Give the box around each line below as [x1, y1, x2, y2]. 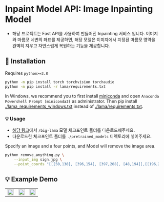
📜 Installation [5, 57, 46, 65]
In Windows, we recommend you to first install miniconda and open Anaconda [5, 93, 159, 99]
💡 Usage [5, 116, 26, 122]
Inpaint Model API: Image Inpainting [5, 3, 153, 15]
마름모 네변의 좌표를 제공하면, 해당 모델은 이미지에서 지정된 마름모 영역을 [17, 37, 156, 42]
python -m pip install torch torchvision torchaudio [5, 80, 115, 84]
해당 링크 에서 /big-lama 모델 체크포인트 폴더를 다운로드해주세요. [12, 127, 135, 133]
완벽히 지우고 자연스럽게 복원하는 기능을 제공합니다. [12, 42, 110, 48]
